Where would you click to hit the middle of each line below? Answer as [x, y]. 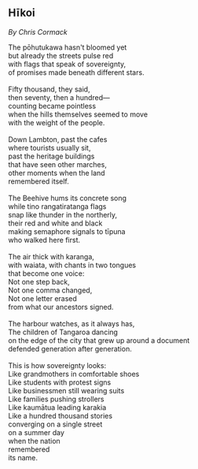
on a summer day [37, 432]
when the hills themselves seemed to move [78, 114]
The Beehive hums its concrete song [68, 198]
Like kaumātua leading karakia [57, 407]
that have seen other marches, [58, 164]
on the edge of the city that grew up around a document [99, 340]
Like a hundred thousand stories [60, 415]
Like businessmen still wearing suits [66, 390]
